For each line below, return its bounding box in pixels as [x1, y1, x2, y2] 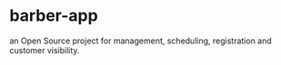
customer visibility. [9, 44, 80, 55]
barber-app [9, 5, 98, 26]
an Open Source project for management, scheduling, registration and [9, 35, 273, 46]
